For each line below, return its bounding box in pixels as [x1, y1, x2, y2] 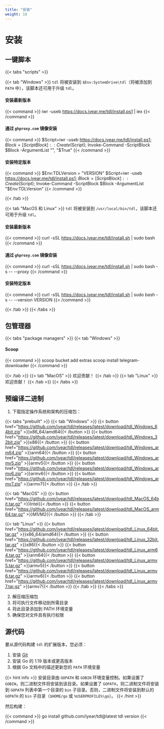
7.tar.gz [5, 583, 20, 589]
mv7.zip [5, 481, 21, 486]
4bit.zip [5, 429, 21, 434]
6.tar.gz [5, 573, 21, 579]
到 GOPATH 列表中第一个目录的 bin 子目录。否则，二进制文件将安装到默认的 [5, 687, 154, 693]
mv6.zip [5, 470, 21, 476]
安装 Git [12, 652, 28, 658]
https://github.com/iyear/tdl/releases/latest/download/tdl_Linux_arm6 [18, 547, 158, 553]
